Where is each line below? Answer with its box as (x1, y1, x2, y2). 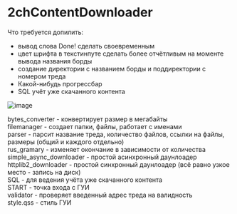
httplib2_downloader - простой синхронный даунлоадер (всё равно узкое (7, 160, 230, 168)
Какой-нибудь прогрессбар (17, 79, 102, 88)
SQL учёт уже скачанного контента (17, 87, 126, 96)
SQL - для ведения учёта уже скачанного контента (7, 175, 162, 184)
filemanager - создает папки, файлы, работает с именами (7, 122, 183, 131)
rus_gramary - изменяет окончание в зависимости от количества (7, 145, 206, 153)
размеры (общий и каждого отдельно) (7, 137, 125, 146)
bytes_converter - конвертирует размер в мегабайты (7, 115, 168, 123)
